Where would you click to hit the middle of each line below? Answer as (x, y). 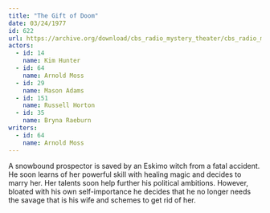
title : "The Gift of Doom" (53, 16)
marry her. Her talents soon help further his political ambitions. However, (129, 182)
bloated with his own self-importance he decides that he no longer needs (130, 191)
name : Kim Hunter (52, 61)
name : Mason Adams (53, 90)
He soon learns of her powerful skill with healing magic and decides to (125, 174)
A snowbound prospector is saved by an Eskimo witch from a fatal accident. (134, 166)
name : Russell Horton (59, 105)
